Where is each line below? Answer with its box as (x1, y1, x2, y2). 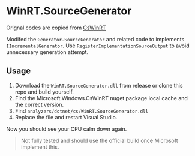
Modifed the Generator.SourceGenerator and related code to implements (6, 35, 185, 43)
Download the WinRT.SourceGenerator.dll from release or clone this (14, 82, 183, 89)
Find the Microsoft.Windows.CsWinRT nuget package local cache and (14, 94, 188, 101)
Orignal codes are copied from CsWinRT (6, 24, 106, 31)
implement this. (20, 143, 59, 151)
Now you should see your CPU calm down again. (6, 125, 127, 133)
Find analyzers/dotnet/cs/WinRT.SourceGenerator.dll (14, 107, 149, 115)
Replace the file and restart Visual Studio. (14, 113, 118, 121)
